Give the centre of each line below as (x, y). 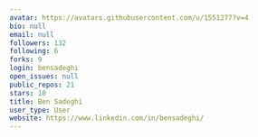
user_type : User (40, 110)
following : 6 (34, 51)
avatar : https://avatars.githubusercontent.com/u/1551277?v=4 (129, 18)
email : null (32, 34)
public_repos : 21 (42, 85)
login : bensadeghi (44, 68)
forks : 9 (26, 59)
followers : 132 (38, 43)
